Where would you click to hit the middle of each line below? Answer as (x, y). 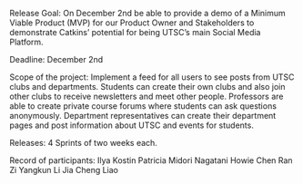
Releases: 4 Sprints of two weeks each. (83, 143)
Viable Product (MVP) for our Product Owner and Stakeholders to (132, 23)
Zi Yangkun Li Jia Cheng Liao (64, 170)
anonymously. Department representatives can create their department (143, 116)
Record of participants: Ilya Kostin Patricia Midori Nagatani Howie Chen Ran (151, 160)
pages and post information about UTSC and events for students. (132, 125)
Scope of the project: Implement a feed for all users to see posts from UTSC (152, 77)
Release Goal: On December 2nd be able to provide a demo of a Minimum (148, 13)
